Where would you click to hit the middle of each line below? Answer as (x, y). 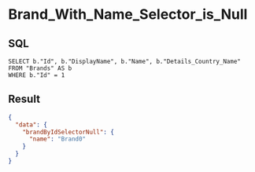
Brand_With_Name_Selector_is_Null (128, 15)
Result (24, 99)
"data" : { (31, 124)
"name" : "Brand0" (57, 139)
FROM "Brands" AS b (40, 68)
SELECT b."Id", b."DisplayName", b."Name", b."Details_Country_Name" (125, 61)
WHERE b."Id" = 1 (37, 75)
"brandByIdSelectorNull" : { (68, 132)
